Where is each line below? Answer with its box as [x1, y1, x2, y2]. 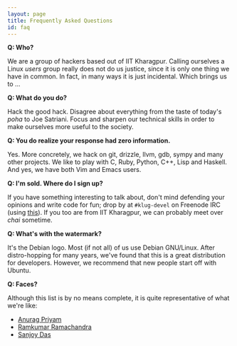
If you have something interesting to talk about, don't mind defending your [7, 193, 226, 202]
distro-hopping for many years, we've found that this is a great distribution [7, 251, 226, 260]
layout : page [7, 10, 46, 18]
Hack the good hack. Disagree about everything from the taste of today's [7, 108, 222, 116]
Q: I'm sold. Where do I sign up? [7, 179, 103, 188]
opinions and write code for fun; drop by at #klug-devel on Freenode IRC [7, 200, 221, 209]
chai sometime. [7, 215, 53, 225]
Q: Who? [7, 44, 34, 52]
